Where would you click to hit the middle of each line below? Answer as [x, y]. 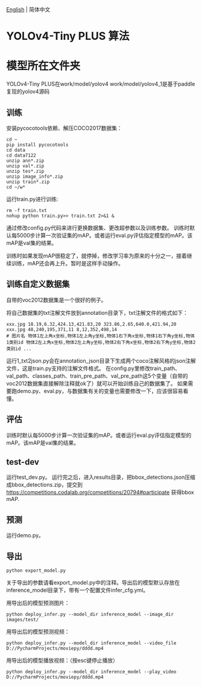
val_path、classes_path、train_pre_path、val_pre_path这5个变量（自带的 [97, 376]
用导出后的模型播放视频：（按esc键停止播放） [62, 660]
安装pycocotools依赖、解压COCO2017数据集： [64, 128]
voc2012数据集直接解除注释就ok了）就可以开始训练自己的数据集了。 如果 [97, 383]
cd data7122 [21, 155]
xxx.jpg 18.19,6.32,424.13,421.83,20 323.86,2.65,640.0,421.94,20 [91, 324]
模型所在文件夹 [43, 66]
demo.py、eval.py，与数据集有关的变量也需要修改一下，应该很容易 [100, 391]
